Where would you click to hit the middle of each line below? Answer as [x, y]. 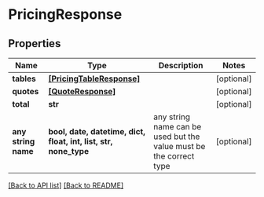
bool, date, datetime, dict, [97, 131]
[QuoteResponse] [82, 91]
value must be [179, 146]
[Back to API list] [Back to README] [66, 185]
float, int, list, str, [81, 141]
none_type [68, 151]
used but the [176, 137]
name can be [177, 127]
